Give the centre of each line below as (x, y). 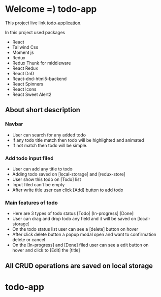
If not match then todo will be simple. (50, 145)
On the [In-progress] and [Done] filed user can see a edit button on (80, 245)
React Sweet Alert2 (32, 94)
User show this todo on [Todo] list (47, 179)
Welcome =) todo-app (51, 9)
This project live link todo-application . (43, 23)
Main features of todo (32, 203)
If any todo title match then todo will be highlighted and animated (78, 140)
